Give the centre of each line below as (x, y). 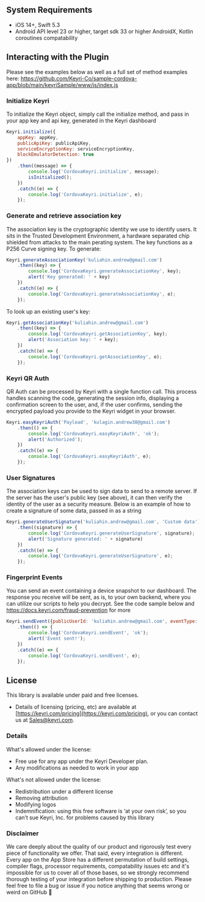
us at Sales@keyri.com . (45, 720)
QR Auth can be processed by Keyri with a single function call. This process (102, 391)
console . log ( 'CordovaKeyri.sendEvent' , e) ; (84, 656)
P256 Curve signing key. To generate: (54, 249)
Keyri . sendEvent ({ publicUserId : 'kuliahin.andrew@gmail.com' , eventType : (102, 622)
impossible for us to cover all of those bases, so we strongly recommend (98, 873)
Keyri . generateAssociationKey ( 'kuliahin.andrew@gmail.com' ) (85, 260)
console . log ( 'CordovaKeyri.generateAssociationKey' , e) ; (102, 294)
